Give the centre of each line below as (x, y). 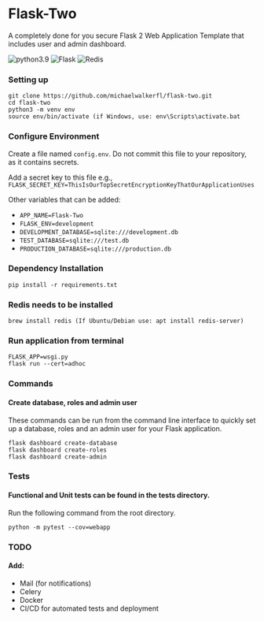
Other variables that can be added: (64, 199)
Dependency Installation (56, 269)
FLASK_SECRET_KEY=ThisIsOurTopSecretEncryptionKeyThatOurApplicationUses (132, 185)
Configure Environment (54, 136)
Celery (30, 591)
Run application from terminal (66, 341)
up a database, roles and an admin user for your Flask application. (115, 428)
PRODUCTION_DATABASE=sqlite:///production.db (95, 249)
